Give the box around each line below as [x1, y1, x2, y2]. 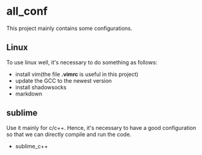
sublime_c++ [15, 142, 48, 149]
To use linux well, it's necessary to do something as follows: [6, 58, 158, 66]
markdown [15, 90, 43, 97]
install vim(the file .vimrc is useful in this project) [15, 70, 139, 78]
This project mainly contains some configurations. [6, 25, 133, 32]
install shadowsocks [15, 83, 67, 91]
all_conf [6, 4, 48, 18]
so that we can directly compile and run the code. [6, 130, 132, 138]
